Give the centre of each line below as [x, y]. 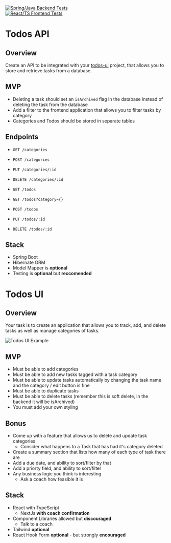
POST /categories [31, 160]
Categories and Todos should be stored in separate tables [74, 121]
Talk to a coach [36, 524]
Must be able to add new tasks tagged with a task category [75, 374]
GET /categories [30, 150]
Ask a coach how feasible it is [52, 479]
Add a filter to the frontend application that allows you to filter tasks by [87, 110]
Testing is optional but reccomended [52, 274]
